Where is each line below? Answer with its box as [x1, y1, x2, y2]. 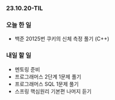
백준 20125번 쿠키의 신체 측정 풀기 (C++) [14, 35, 110, 42]
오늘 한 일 [6, 20, 31, 29]
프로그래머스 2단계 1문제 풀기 [14, 73, 82, 80]
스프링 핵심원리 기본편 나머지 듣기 [14, 88, 92, 95]
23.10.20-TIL [6, 4, 43, 12]
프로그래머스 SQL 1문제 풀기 [14, 80, 79, 87]
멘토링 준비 [14, 65, 40, 73]
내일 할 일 [6, 51, 31, 60]
